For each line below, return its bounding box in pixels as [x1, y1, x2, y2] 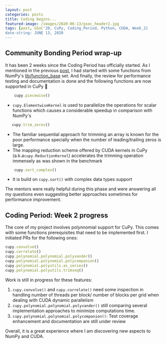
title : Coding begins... [5, 16, 57, 21]
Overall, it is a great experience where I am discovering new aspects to [5, 328, 151, 334]
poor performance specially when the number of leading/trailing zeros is [12, 137, 162, 143]
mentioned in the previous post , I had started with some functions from [5, 67, 151, 73]
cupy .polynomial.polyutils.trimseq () [5, 268, 84, 273]
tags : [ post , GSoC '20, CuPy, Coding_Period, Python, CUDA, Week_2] [5, 26, 149, 31]
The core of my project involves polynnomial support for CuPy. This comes [5, 224, 159, 230]
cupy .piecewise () [14, 93, 50, 98]
